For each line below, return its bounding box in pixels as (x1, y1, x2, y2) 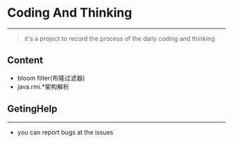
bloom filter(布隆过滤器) (17, 74, 85, 82)
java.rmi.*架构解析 (17, 82, 69, 91)
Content (7, 54, 44, 67)
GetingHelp (7, 103, 58, 115)
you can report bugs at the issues (17, 128, 114, 136)
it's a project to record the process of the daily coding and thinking (24, 34, 215, 42)
